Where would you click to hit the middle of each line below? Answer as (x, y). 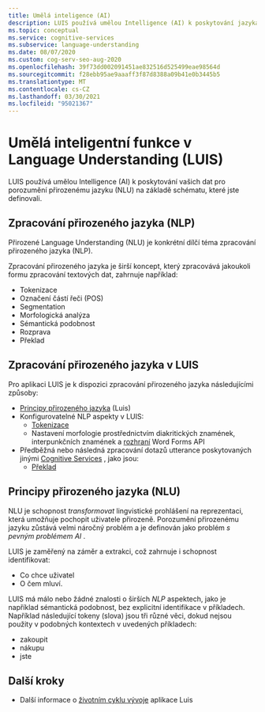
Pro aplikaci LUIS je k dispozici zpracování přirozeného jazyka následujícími (131, 384)
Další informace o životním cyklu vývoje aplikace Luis (106, 700)
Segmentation (42, 306)
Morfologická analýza (55, 315)
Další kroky (36, 681)
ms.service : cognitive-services (61, 38)
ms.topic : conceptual (44, 30)
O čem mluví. (41, 583)
